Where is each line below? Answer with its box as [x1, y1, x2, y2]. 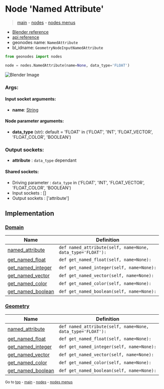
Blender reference [12, 29, 49, 35]
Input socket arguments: [5, 96, 56, 102]
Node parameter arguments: [5, 118, 64, 124]
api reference [12, 34, 40, 40]
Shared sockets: [5, 169, 39, 174]
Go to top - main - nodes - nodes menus [5, 380, 73, 385]
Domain [5, 224, 24, 231]
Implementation [5, 209, 55, 217]
